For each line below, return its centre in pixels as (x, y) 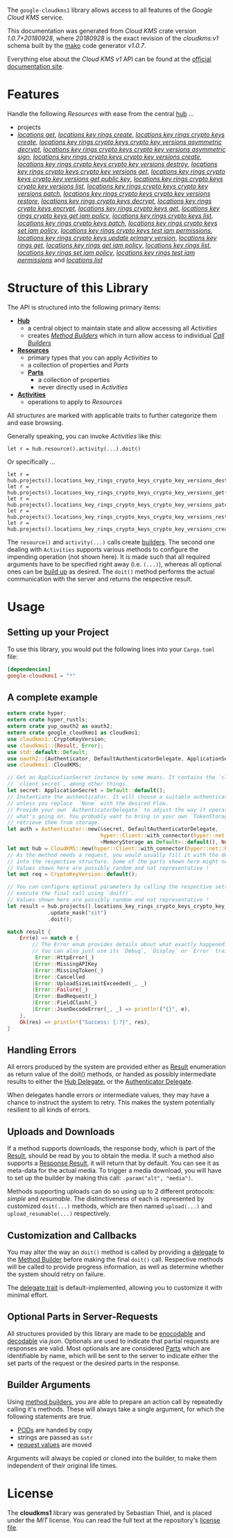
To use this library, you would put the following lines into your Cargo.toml (111, 649)
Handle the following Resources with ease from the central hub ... (101, 113)
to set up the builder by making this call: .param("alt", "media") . (100, 1178)
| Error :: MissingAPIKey (65, 964)
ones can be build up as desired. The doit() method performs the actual (111, 571)
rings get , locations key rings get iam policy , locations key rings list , (114, 245)
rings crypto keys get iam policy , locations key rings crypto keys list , (115, 215)
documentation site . (36, 66)
